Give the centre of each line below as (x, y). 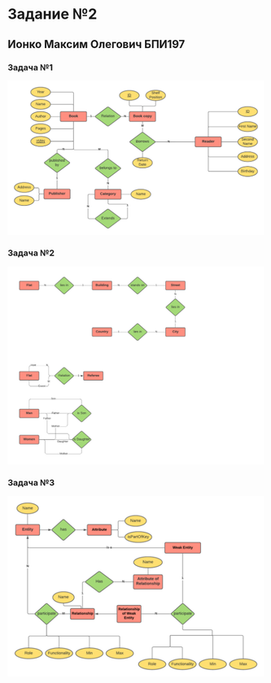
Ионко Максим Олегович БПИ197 (96, 44)
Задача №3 (31, 483)
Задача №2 (31, 253)
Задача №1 (31, 67)
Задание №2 (52, 14)
